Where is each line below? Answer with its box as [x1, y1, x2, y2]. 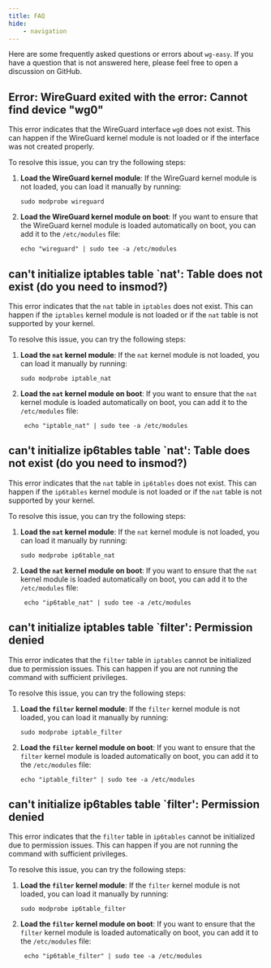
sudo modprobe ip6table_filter [19, 905, 127, 913]
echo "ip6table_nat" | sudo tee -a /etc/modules [24, 599, 192, 607]
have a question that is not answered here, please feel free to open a [8, 58, 239, 68]
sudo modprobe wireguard [19, 198, 105, 206]
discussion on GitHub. [8, 67, 83, 76]
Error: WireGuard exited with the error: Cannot [8, 90, 248, 104]
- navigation [23, 27, 67, 35]
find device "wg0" [8, 102, 104, 116]
